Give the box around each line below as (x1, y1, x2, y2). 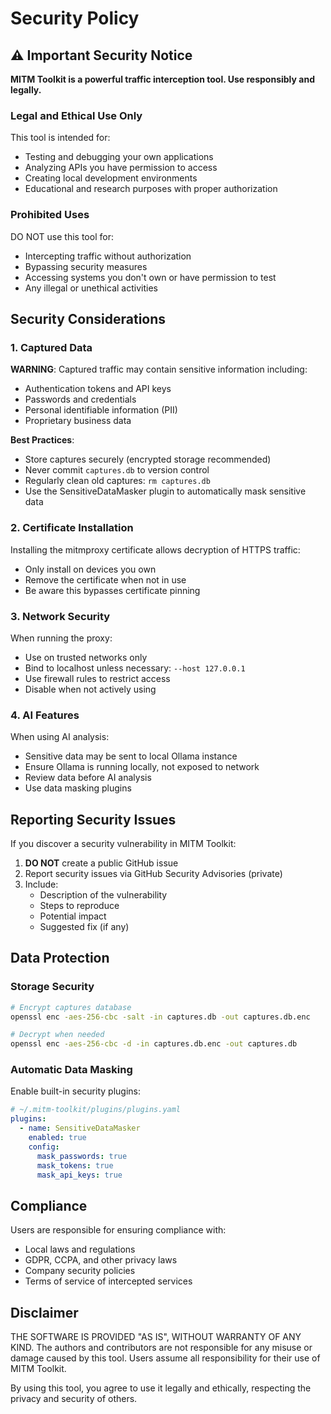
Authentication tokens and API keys (24, 383, 172, 395)
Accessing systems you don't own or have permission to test (24, 271, 277, 283)
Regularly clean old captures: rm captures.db (24, 475, 211, 487)
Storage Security (10, 980, 95, 994)
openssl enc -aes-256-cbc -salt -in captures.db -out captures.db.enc (10, 1012, 311, 1022)
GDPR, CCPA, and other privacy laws (24, 1254, 178, 1266)
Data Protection (10, 950, 110, 967)
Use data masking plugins (24, 782, 132, 794)
